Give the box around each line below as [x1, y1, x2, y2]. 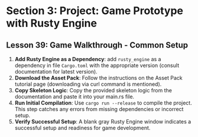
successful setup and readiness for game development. [14, 125, 151, 131]
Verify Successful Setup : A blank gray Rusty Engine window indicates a [14, 118, 191, 125]
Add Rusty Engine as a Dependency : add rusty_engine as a [14, 56, 161, 62]
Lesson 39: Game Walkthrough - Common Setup [6, 40, 189, 50]
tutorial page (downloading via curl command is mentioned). [14, 81, 162, 88]
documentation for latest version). [14, 68, 98, 75]
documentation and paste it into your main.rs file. [14, 93, 135, 100]
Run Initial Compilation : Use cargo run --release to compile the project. [14, 99, 192, 106]
